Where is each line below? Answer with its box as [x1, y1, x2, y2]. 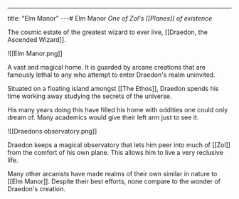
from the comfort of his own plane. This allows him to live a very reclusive [7, 149, 224, 156]
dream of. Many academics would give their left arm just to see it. [7, 113, 199, 122]
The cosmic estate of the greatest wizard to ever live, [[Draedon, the [7, 28, 208, 36]
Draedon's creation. [7, 185, 66, 193]
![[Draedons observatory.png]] [7, 127, 97, 135]
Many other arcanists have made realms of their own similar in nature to [7, 170, 218, 178]
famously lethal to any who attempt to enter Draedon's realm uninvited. [7, 70, 216, 79]
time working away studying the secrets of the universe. [7, 92, 172, 100]
